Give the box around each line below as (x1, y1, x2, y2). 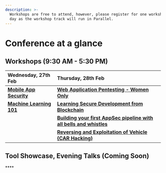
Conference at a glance (5, 37, 103, 49)
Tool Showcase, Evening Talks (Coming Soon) (5, 151, 149, 160)
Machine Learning (7, 101, 51, 107)
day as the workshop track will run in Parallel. (9, 16, 114, 21)
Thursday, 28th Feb (57, 75, 105, 82)
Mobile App (7, 86, 36, 93)
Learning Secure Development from (57, 101, 143, 107)
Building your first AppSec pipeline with (57, 114, 153, 121)
